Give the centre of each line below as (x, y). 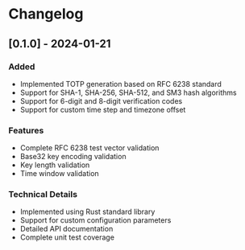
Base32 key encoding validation (73, 157)
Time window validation (59, 174)
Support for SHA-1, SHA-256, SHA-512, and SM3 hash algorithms (128, 92)
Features (26, 130)
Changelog (46, 14)
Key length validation (55, 165)
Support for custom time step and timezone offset (103, 109)
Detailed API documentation (66, 229)
